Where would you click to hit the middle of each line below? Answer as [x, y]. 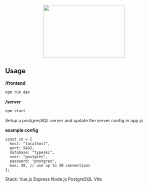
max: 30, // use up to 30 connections [50, 165]
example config [22, 130]
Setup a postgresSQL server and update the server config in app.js [74, 120]
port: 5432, [22, 148]
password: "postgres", [33, 161]
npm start [15, 111]
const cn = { [19, 139]
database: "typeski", [32, 152]
